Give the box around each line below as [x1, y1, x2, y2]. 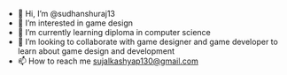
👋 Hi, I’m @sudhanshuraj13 [17, 9, 115, 19]
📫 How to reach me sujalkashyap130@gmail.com [17, 56, 199, 66]
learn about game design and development [17, 46, 175, 56]
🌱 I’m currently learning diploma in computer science [17, 27, 211, 37]
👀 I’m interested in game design [17, 18, 133, 28]
